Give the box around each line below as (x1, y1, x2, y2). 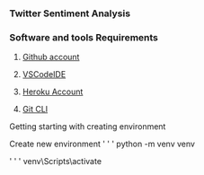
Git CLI (22, 104, 49, 115)
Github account (22, 52, 80, 63)
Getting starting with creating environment (9, 121, 166, 132)
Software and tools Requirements (9, 31, 159, 43)
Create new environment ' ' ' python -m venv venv (9, 138, 196, 150)
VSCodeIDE (22, 69, 67, 80)
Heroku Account (22, 86, 84, 97)
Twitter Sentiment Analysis (9, 7, 131, 20)
